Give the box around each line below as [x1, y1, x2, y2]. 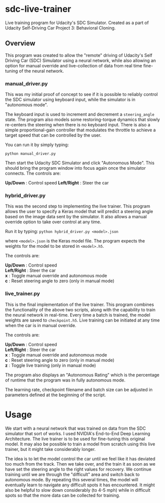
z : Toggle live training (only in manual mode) [5, 362, 96, 368]
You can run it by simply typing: [5, 142, 69, 148]
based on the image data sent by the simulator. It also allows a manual [5, 214, 147, 220]
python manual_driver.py [5, 151, 56, 156]
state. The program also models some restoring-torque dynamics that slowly [5, 117, 160, 122]
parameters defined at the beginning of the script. [5, 392, 107, 398]
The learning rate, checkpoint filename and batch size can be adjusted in [5, 386, 153, 392]
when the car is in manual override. [5, 322, 77, 328]
